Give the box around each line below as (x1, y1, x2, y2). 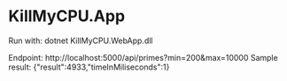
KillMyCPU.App (8, 6, 126, 26)
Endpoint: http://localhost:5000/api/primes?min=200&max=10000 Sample (8, 52, 278, 63)
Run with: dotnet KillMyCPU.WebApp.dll (8, 35, 153, 46)
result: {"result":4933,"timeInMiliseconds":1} (8, 62, 170, 72)
